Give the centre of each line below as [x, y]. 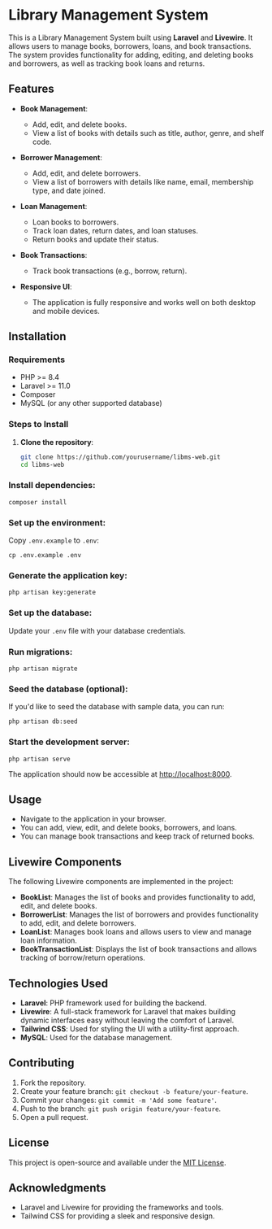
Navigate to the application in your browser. [93, 819]
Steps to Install [39, 425]
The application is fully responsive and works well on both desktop [144, 302]
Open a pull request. [54, 1117]
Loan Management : [54, 206]
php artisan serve [39, 759]
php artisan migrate [43, 669]
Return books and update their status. [95, 239]
